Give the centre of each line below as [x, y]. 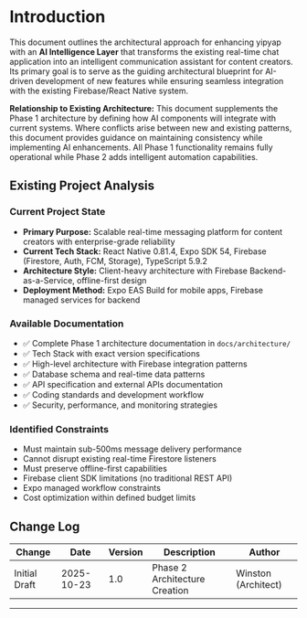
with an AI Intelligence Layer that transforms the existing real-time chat [144, 51]
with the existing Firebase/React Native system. [99, 91]
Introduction [58, 17]
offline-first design [111, 280]
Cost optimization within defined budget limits [109, 498]
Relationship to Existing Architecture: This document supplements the [144, 108]
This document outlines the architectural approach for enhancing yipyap [145, 42]
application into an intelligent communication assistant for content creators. [152, 61]
